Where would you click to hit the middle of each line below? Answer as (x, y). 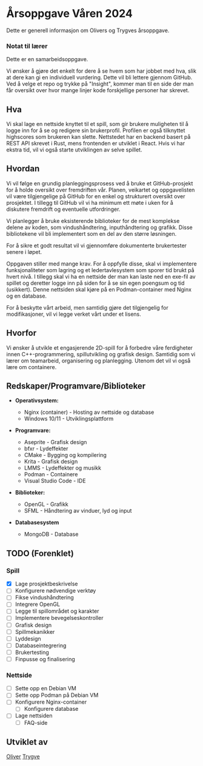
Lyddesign (28, 638)
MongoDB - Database (51, 535)
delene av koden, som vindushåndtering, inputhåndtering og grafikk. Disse (99, 227)
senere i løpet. (24, 251)
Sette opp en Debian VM (46, 688)
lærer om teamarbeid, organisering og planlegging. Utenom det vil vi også (98, 361)
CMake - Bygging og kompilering (65, 455)
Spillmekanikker (35, 631)
